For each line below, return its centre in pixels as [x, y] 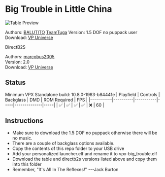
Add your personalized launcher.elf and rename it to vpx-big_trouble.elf [85, 153]
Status [16, 83]
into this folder [27, 164]
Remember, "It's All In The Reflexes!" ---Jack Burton [65, 169]
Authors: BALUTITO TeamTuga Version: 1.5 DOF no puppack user [71, 32]
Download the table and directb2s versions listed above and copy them [84, 159]
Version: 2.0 [17, 62]
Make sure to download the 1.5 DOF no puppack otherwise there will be [85, 133]
